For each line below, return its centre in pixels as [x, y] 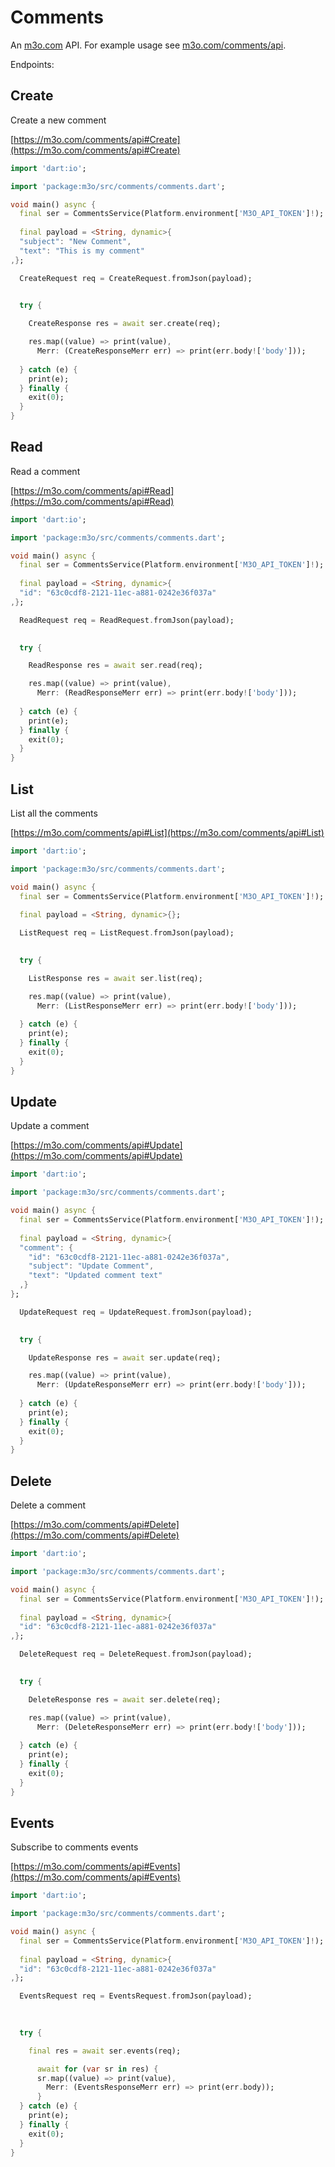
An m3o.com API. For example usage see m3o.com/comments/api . [148, 45]
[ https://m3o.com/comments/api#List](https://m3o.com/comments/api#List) [167, 832]
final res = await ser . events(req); [105, 2051]
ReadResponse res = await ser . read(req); [115, 666]
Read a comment [45, 471]
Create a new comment [58, 120]
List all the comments [54, 813]
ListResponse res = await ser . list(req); [115, 978]
